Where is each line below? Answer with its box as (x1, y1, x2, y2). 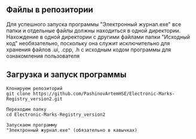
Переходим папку (6, 106, 47, 112)
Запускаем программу (6, 122, 58, 128)
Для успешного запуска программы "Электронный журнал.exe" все (6, 20, 182, 27)
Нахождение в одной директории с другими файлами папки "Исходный (6, 33, 190, 41)
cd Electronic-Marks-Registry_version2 (6, 112, 106, 118)
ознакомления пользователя (6, 52, 80, 59)
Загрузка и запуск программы (6, 70, 127, 80)
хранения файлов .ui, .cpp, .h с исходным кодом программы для (6, 46, 171, 53)
